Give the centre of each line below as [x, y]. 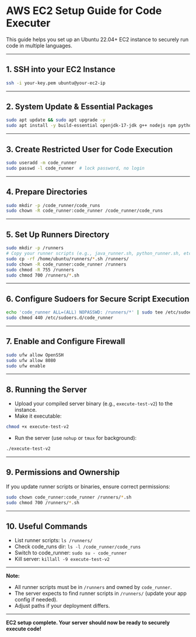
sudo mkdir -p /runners [35, 248]
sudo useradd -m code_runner [41, 163]
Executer [28, 23]
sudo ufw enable [26, 366]
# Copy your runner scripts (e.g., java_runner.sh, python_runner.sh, [94, 253]
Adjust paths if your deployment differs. [62, 606]
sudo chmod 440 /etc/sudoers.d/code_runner [60, 318]
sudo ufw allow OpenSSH [35, 355]
